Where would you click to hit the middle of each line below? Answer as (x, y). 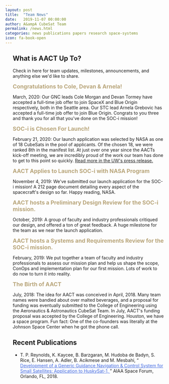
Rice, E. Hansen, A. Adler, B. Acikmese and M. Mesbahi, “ (79, 360)
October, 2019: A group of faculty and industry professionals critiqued (85, 220)
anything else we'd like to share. (46, 76)
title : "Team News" (27, 15)
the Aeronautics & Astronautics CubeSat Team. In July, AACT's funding (86, 310)
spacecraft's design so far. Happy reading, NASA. (64, 192)
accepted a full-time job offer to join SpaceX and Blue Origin (75, 102)
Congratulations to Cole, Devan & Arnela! (67, 86)
